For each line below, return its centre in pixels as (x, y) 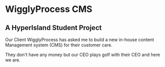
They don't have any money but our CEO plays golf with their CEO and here (83, 54)
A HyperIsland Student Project (54, 28)
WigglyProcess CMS (49, 9)
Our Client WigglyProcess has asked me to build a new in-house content (80, 39)
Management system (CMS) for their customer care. (59, 45)
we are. (13, 60)
